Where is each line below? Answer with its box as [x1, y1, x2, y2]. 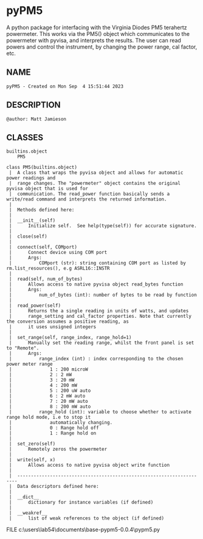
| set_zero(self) [9, 441, 56, 447]
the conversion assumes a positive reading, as [6, 318, 129, 325]
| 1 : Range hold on [9, 430, 97, 436]
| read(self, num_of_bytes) [9, 276, 83, 283]
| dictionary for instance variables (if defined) [9, 500, 154, 506]
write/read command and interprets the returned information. [6, 196, 167, 202]
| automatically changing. [9, 420, 113, 426]
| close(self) [9, 233, 47, 240]
